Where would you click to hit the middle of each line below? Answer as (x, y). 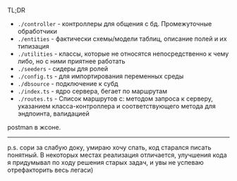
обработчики (37, 31)
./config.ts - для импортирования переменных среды (101, 76)
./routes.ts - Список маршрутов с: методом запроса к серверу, (115, 99)
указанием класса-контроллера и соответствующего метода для (117, 106)
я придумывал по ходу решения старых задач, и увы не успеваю (106, 162)
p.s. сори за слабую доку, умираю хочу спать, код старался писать (109, 148)
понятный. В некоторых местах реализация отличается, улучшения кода (117, 155)
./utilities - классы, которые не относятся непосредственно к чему (123, 54)
